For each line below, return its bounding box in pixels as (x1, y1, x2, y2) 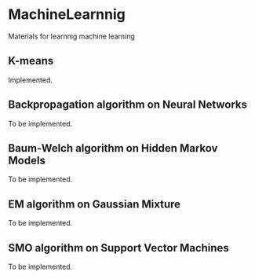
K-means (8, 54, 54, 68)
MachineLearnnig (8, 6, 126, 24)
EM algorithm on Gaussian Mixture (8, 197, 181, 211)
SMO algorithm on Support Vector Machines (8, 241, 229, 255)
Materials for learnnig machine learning (8, 31, 136, 41)
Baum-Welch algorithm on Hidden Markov (8, 141, 218, 155)
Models (8, 153, 46, 167)
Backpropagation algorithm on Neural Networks (8, 98, 248, 112)
